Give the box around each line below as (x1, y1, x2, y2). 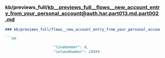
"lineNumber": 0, (53, 45, 89, 50)
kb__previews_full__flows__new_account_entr (47, 4, 160, 11)
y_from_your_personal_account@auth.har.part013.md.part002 (5, 10, 159, 17)
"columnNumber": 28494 (53, 49, 100, 54)
